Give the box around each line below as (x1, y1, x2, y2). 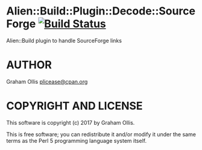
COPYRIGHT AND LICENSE (6, 99, 143, 113)
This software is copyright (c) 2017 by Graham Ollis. (6, 119, 135, 126)
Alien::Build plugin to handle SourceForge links (6, 37, 122, 44)
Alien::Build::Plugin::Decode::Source (6, 4, 196, 18)
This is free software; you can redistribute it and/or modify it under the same (6, 131, 196, 138)
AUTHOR (6, 58, 52, 72)
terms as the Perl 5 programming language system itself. (6, 137, 147, 144)
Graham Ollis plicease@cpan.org (6, 78, 88, 85)
